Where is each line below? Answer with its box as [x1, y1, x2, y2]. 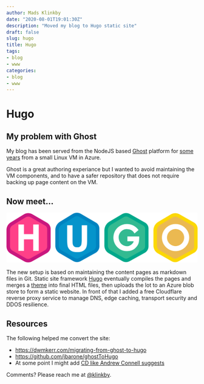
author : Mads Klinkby [6, 10, 61, 16]
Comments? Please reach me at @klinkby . [6, 371, 112, 379]
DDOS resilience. [6, 301, 49, 308]
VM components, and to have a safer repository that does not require [6, 172, 180, 179]
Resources [6, 318, 48, 329]
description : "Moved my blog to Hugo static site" [6, 22, 137, 29]
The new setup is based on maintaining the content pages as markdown [6, 269, 187, 276]
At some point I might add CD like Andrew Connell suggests [15, 359, 165, 367]
